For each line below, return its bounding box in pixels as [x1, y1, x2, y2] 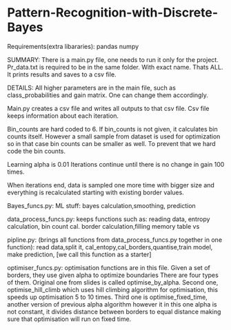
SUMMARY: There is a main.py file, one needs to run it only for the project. [7, 55, 219, 63]
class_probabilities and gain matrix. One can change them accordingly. [7, 91, 208, 99]
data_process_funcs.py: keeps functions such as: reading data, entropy [7, 215, 210, 223]
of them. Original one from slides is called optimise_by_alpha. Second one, [7, 278, 219, 287]
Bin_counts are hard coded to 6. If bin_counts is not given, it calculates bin [7, 125, 219, 133]
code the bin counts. [7, 147, 66, 155]
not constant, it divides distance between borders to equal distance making [7, 307, 221, 316]
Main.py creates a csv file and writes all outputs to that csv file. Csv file [7, 104, 210, 112]
